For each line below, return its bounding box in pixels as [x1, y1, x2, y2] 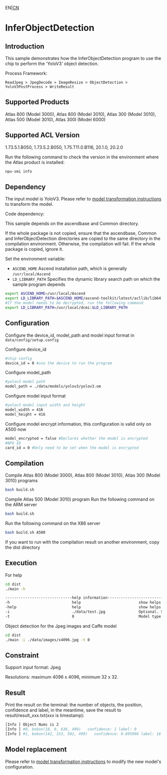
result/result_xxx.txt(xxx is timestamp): [5, 713, 84, 719]
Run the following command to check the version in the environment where [5, 154, 159, 160]
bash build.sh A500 [5, 530, 46, 535]
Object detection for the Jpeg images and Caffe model [5, 623, 117, 629]
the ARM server [5, 502, 37, 508]
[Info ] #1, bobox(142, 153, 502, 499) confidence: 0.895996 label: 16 [5, 731, 162, 737]
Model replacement [5, 745, 67, 754]
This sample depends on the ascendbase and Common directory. [5, 220, 139, 227]
